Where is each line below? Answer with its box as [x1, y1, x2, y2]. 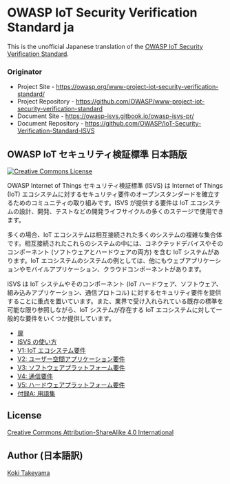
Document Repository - [17, 119, 84, 128]
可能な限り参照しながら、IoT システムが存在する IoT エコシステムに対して [7, 306, 216, 314]
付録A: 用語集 [17, 389, 56, 398]
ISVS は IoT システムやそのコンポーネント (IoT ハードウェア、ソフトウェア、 [7, 280, 222, 288]
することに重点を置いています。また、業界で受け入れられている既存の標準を [7, 297, 224, 305]
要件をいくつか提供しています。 [25, 314, 116, 322]
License [7, 409, 42, 422]
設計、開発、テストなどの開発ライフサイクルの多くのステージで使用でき [19, 207, 224, 215]
